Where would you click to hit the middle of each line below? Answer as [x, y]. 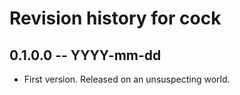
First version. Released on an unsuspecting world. [127, 79]
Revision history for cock [115, 18]
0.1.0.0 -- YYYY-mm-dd [85, 55]
